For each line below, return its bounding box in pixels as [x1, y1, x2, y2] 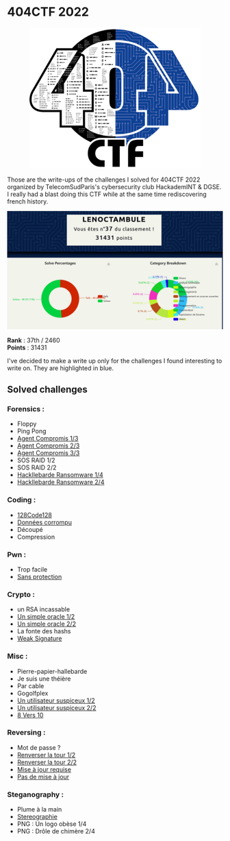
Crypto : [7, 589, 36, 599]
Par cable [16, 681, 44, 690]
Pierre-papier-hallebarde [16, 667, 88, 675]
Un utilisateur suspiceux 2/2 [16, 703, 97, 711]
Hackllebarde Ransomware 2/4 [16, 478, 105, 487]
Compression [16, 533, 55, 541]
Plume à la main [16, 805, 62, 814]
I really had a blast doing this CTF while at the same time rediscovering [7, 190, 207, 199]
